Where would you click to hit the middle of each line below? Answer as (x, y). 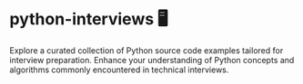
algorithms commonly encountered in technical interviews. (119, 70)
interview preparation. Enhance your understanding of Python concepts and (152, 60)
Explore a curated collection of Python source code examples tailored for (146, 50)
